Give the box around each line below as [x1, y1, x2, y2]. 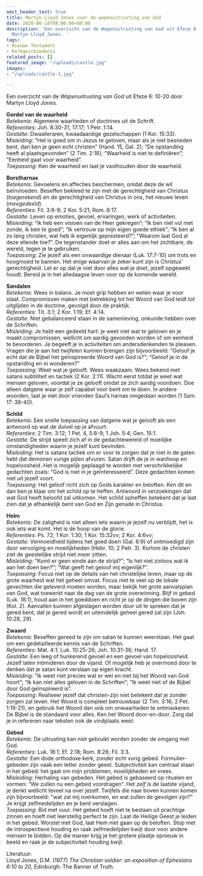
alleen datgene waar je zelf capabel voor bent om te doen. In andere [6, 386, 177, 393]
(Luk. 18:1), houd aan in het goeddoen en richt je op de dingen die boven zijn [6, 596, 197, 603]
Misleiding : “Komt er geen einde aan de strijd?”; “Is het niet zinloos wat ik [6, 557, 189, 564]
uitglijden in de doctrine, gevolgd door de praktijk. [6, 302, 131, 309]
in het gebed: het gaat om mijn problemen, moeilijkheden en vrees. [6, 767, 173, 775]
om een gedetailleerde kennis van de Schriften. [6, 640, 124, 647]
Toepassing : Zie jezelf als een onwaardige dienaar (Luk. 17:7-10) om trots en [6, 252, 197, 259]
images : [6, 65, 26, 72]
